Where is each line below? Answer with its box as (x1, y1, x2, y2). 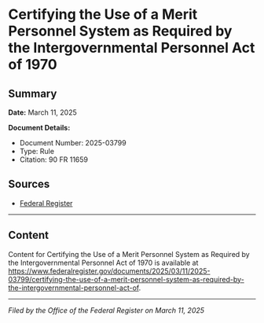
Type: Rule (19, 147, 55, 156)
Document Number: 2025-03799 (19, 138, 127, 147)
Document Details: (8, 123, 71, 132)
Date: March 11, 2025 (8, 108, 77, 117)
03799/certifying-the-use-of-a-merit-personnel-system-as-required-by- (8, 274, 245, 284)
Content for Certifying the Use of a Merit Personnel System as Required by (8, 249, 250, 259)
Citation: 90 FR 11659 (19, 155, 89, 164)
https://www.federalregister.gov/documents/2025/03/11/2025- (8, 266, 211, 276)
